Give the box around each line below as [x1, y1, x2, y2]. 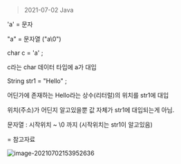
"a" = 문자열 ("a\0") [7, 35, 61, 43]
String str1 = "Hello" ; [7, 77, 67, 85]
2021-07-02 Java [23, 6, 74, 14]
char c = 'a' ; [7, 48, 44, 57]
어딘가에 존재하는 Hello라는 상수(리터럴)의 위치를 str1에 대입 [7, 91, 169, 99]
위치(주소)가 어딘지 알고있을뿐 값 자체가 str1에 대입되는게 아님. [7, 106, 175, 113]
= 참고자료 [7, 135, 36, 143]
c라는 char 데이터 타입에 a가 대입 [7, 63, 97, 71]
